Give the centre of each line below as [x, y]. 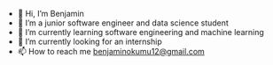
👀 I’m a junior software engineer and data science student [123, 23]
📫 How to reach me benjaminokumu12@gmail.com [111, 51]
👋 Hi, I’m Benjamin [51, 14]
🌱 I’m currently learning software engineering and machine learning [140, 32]
